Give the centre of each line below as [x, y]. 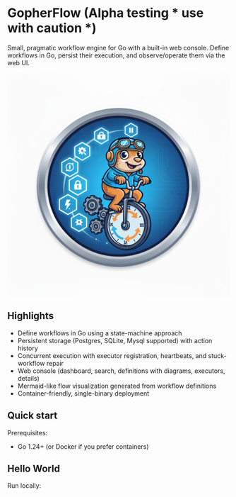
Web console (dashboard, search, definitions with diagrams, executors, [121, 371]
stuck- [218, 355]
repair [55, 363]
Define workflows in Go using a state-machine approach [100, 333]
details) [29, 378]
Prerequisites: [28, 432]
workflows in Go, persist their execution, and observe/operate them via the [116, 55]
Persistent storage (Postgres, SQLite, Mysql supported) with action [115, 340]
